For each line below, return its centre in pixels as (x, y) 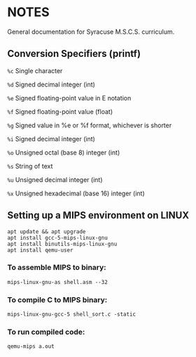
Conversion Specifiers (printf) (74, 54)
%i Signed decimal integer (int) (51, 138)
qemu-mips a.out (31, 346)
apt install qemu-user (40, 250)
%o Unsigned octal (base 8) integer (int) (64, 152)
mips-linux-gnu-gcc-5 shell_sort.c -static (72, 314)
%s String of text (30, 166)
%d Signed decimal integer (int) (51, 84)
